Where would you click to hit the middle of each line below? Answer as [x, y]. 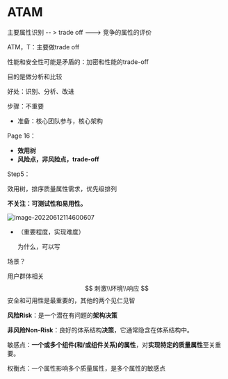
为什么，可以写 [39, 246]
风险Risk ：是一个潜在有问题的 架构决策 [62, 315]
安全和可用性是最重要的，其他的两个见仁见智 [71, 300]
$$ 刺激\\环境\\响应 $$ [117, 288]
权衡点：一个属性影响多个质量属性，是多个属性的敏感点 [86, 368]
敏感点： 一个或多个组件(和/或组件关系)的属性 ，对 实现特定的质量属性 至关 [111, 344]
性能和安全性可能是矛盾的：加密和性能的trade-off [78, 62]
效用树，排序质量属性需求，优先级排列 [62, 188]
